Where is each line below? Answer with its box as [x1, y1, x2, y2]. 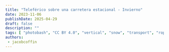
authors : [5, 35, 24, 40]
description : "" [5, 26, 39, 31]
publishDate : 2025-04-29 [5, 16, 57, 21]
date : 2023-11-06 [5, 12, 42, 17]
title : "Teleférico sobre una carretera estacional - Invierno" [5, 7, 143, 12]
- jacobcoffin [7, 40, 37, 45]
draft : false [5, 21, 33, 26]
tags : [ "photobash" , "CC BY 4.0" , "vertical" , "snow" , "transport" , [5, 30, 154, 35]
